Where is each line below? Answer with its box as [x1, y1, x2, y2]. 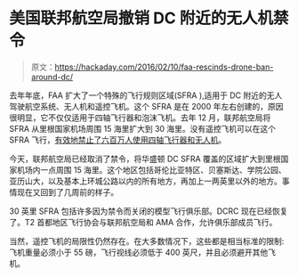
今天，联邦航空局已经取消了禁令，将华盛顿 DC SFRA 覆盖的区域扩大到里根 [9, 153, 282, 164]
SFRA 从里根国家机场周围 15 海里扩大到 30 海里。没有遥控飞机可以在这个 [9, 123, 277, 134]
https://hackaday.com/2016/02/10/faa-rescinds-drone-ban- [54, 61, 274, 72]
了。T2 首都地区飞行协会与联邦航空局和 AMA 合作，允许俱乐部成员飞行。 [9, 216, 278, 227]
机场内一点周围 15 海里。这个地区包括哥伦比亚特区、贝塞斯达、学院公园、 [16, 164, 286, 175]
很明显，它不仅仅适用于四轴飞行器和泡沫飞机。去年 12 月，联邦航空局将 [9, 112, 271, 123]
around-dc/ [30, 71, 74, 82]
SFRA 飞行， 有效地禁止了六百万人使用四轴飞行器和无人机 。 [9, 134, 227, 145]
